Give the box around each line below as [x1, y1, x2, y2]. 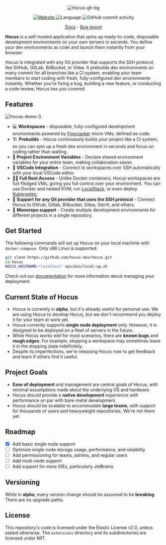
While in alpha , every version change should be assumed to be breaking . [5, 491, 156, 497]
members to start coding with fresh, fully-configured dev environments [5, 75, 151, 81]
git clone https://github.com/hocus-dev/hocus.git [5, 255, 112, 260]
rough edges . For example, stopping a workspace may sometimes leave [12, 338, 161, 344]
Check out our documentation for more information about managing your [5, 273, 155, 279]
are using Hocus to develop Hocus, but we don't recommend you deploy [12, 312, 162, 318]
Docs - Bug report [65, 24, 102, 30]
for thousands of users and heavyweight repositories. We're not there [12, 408, 155, 414]
